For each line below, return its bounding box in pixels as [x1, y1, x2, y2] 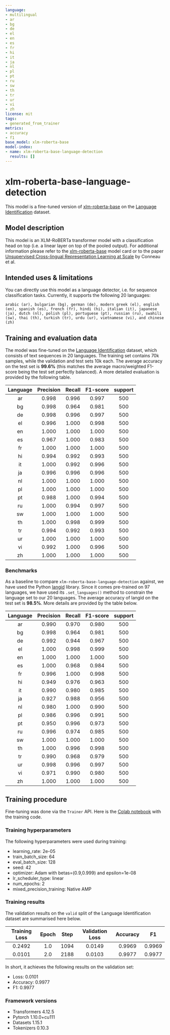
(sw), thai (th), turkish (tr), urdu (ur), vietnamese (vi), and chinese [5, 316, 164, 321]
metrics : [5, 126, 24, 131]
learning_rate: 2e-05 [12, 848, 56, 854]
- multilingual [5, 12, 37, 17]
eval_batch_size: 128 [12, 859, 56, 865]
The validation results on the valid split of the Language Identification [5, 910, 151, 916]
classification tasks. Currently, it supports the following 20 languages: [5, 292, 151, 298]
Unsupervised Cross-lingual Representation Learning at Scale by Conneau [5, 253, 161, 259]
